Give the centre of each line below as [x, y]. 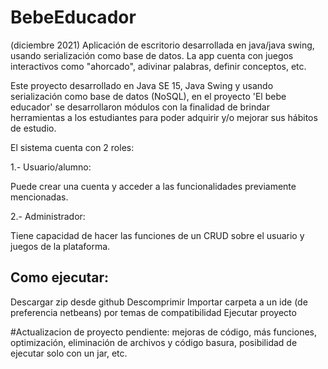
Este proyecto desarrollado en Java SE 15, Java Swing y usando [142, 85]
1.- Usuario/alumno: [51, 167]
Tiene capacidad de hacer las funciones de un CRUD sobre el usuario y [157, 235]
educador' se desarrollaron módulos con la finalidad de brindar [140, 107]
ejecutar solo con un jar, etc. [69, 353]
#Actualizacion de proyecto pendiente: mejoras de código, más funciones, [163, 332]
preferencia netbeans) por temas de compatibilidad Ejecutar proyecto [153, 312]
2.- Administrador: [48, 216]
